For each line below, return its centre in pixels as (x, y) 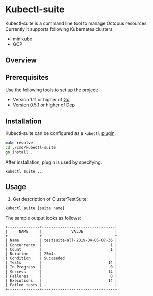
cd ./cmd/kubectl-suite (31, 147)
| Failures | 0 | (61, 276)
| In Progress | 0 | (61, 267)
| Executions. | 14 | (61, 281)
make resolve (19, 143)
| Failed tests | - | (61, 285)
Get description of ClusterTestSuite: (50, 199)
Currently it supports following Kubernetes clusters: (59, 29)
